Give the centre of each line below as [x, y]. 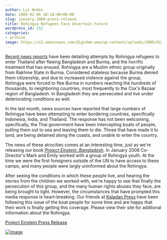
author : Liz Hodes [24, 10]
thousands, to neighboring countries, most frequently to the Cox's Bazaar [80, 88]
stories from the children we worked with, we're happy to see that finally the [83, 181]
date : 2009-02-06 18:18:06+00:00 [40, 14]
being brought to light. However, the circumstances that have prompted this [83, 191]
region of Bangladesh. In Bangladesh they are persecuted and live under [79, 93]
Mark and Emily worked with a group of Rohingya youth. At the [91, 155]
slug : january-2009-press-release [41, 19]
